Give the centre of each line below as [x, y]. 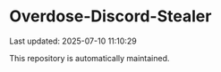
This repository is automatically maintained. [89, 58]
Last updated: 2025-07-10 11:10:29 [73, 41]
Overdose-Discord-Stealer [110, 16]
